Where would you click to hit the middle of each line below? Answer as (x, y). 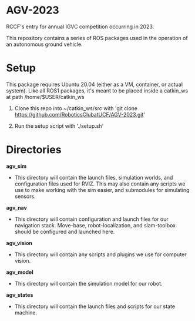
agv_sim (16, 166)
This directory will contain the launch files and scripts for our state (95, 306)
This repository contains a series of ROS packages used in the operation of (97, 38)
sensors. (25, 196)
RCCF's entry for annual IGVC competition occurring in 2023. (80, 27)
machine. (26, 312)
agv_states (20, 294)
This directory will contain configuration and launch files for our (91, 219)
